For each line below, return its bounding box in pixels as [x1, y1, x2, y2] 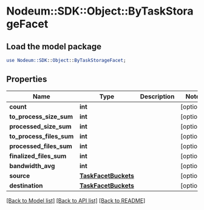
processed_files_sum [9, 141, 73, 150]
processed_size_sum [9, 122, 72, 130]
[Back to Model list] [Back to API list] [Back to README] [6, 197, 146, 204]
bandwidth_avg [9, 161, 55, 170]
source [9, 171, 30, 180]
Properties [6, 74, 47, 84]
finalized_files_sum [9, 152, 67, 160]
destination [9, 181, 43, 189]
